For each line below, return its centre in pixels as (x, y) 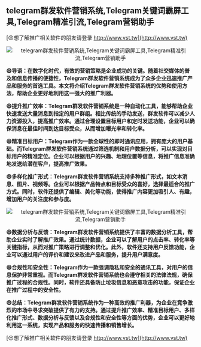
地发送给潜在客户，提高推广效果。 (48, 163)
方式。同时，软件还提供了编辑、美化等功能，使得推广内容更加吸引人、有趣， (100, 192)
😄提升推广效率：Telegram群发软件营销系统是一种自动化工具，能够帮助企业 (100, 106)
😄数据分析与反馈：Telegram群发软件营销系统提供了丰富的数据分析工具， (97, 232)
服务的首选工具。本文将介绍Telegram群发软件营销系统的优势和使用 (99, 85)
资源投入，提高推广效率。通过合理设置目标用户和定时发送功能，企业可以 (100, 121)
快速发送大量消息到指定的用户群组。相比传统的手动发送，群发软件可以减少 (98, 113)
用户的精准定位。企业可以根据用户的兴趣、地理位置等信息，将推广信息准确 (103, 156)
